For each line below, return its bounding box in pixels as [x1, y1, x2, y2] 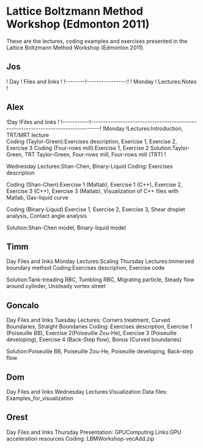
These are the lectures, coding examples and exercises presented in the [6, 37, 188, 45]
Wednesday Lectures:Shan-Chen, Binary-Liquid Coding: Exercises [6, 162, 173, 170]
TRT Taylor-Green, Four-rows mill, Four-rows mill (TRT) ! [24, 151, 166, 158]
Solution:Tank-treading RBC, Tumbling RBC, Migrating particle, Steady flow [6, 276, 195, 283]
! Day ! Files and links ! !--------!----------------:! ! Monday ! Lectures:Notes [6, 78, 197, 85]
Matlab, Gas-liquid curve [6, 193, 69, 201]
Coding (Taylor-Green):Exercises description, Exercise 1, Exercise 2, [6, 137, 177, 145]
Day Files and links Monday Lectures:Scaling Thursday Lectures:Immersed [6, 258, 194, 265]
